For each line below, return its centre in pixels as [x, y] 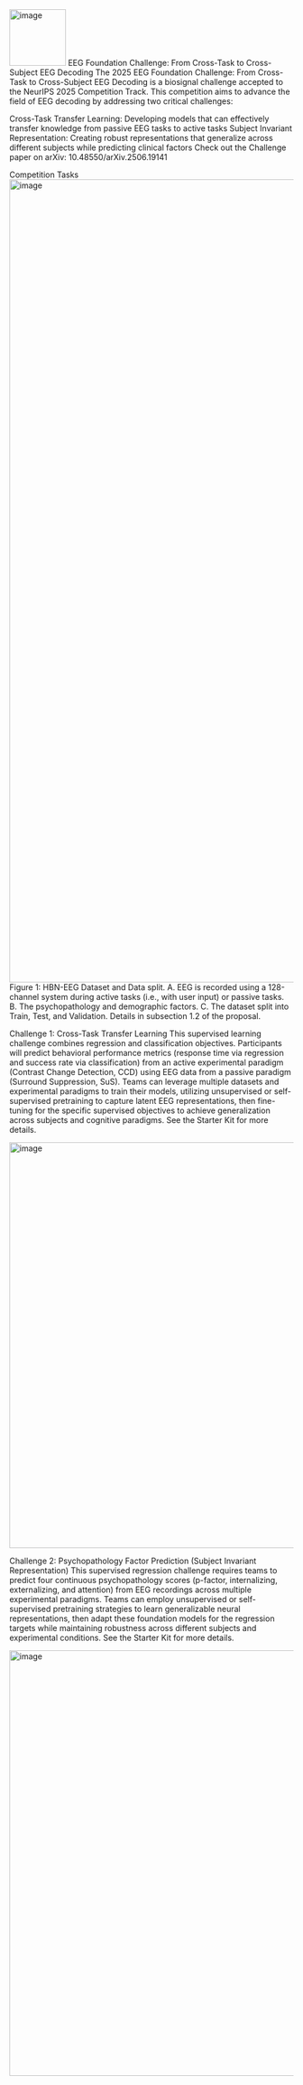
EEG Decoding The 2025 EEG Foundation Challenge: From [147, 72]
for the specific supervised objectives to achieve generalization [152, 1110]
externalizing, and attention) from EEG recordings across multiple [131, 1590]
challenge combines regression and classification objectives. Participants [146, 1043]
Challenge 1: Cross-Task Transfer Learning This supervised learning [135, 1033]
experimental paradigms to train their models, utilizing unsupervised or [141, 1091]
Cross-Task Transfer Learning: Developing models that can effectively [139, 118]
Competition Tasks [44, 175]
